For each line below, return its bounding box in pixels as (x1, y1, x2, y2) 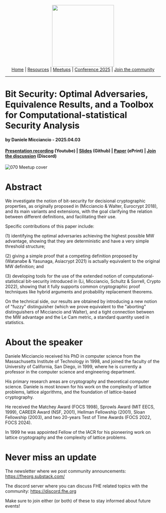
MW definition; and (5, 263, 44, 269)
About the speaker (5, 337, 83, 348)
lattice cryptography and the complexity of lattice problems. (5, 434, 127, 440)
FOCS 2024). (5, 420, 32, 425)
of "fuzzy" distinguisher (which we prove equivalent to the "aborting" (5, 303, 146, 309)
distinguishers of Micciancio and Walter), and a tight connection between (5, 309, 154, 315)
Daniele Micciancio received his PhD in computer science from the (5, 353, 141, 359)
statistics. (5, 319, 25, 325)
